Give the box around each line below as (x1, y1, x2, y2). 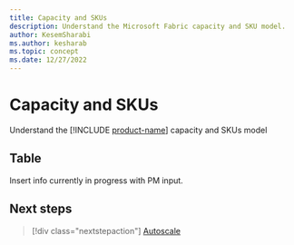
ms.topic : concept (9, 47, 79, 56)
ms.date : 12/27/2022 (9, 55, 88, 64)
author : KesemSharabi (9, 30, 92, 39)
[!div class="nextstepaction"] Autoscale (31, 225, 181, 236)
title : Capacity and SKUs (9, 13, 107, 23)
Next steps (9, 201, 73, 217)
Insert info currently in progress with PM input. (9, 174, 183, 186)
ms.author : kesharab (9, 38, 88, 48)
